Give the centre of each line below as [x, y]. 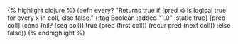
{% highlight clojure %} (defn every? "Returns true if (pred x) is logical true [117, 10]
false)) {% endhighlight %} [46, 33]
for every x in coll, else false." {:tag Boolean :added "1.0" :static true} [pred [117, 18]
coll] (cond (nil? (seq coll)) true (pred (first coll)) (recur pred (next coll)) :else [119, 25]
